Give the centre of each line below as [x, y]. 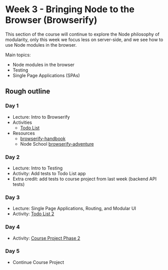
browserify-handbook [43, 139]
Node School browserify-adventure [57, 144]
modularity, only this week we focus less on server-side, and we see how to [84, 40]
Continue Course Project [38, 262]
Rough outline [28, 92]
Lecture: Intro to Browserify [41, 117]
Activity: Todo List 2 [33, 214]
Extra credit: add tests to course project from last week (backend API [85, 179]
